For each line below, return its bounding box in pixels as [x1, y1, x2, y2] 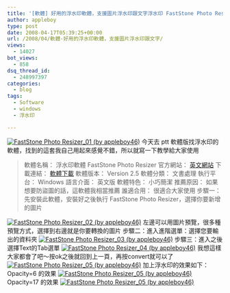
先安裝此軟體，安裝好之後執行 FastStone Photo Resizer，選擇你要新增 [23, 194, 221, 203]
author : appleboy [7, 16, 57, 23]
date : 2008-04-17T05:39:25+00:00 [7, 29, 103, 36]
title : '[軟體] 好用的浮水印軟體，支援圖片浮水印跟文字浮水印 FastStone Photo [7, 10, 212, 17]
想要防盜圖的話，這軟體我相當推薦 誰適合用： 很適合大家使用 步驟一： [23, 186, 221, 194]
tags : [7, 93, 23, 100]
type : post [7, 23, 38, 29]
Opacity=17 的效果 [7, 278, 59, 286]
